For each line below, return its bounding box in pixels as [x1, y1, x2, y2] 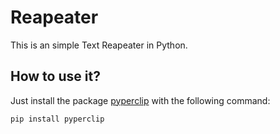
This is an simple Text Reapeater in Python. [10, 39, 188, 51]
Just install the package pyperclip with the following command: [10, 94, 271, 106]
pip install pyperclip [10, 114, 105, 124]
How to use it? [10, 68, 101, 85]
